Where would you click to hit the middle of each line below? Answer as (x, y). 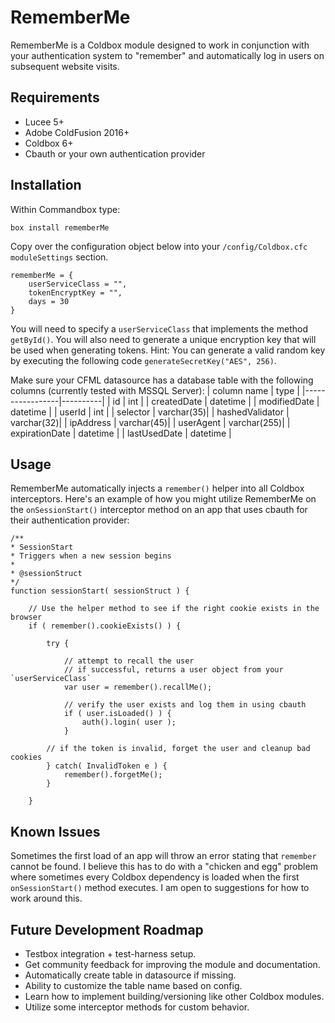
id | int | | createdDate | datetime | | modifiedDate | (216, 401)
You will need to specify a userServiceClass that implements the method (159, 328)
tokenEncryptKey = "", (75, 292)
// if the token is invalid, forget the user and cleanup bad (178, 749)
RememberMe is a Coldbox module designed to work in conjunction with (160, 45)
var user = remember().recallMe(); (138, 687)
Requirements (55, 97)
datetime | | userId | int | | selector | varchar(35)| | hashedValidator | (150, 412)
